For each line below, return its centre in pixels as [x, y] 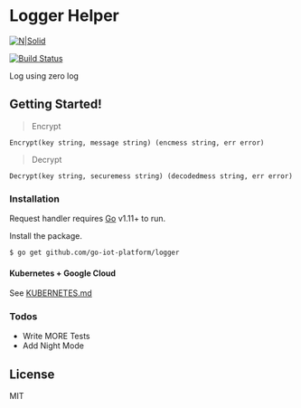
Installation [35, 198]
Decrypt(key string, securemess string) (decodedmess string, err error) [151, 176]
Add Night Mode [53, 346]
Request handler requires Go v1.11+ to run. [87, 219]
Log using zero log [44, 76]
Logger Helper [65, 16]
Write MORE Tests [56, 337]
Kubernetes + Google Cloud [62, 273]
